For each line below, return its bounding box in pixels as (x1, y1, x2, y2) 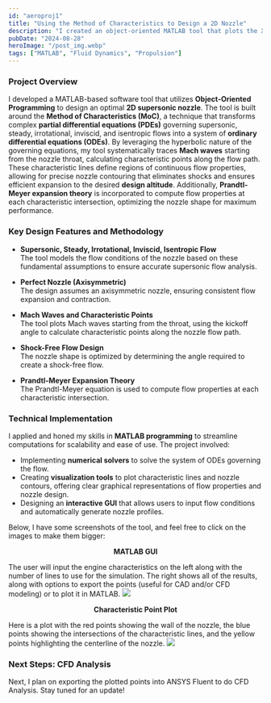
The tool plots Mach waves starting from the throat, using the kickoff (19, 318, 248, 328)
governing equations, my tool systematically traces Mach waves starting (8, 146, 250, 156)
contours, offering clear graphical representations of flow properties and (19, 481, 262, 491)
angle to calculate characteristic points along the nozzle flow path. (19, 327, 241, 337)
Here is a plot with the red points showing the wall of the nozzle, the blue (8, 620, 251, 630)
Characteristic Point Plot (94, 605, 177, 614)
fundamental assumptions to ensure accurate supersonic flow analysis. (19, 262, 257, 271)
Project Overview (8, 76, 78, 87)
